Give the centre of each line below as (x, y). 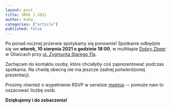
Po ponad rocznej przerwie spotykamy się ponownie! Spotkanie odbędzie (83, 43)
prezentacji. (18, 75)
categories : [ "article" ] (32, 24)
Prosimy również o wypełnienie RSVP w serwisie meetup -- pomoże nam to (84, 85)
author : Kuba (19, 19)
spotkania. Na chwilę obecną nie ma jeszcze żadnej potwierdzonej (75, 70)
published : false (24, 29)
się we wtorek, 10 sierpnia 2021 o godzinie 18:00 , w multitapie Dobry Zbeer (86, 49)
